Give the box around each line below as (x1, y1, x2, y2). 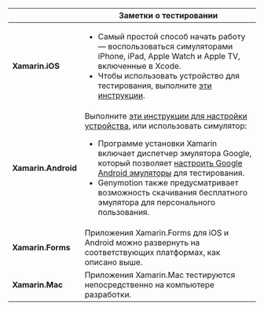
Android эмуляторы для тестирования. (97, 168, 245, 178)
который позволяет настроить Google (97, 158, 243, 168)
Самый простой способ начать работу (97, 31, 246, 42)
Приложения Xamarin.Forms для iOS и (84, 228, 229, 238)
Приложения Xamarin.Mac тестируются (84, 270, 236, 280)
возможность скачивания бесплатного (97, 188, 248, 198)
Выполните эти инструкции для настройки (84, 111, 247, 121)
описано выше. (84, 257, 143, 268)
